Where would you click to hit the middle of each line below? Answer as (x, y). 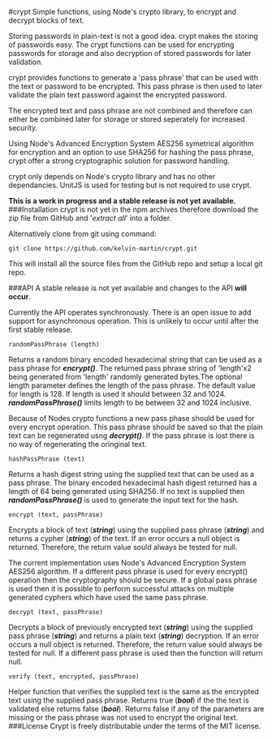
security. (23, 128)
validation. (26, 62)
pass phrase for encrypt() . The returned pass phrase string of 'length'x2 (130, 368)
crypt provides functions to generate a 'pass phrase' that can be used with (133, 77)
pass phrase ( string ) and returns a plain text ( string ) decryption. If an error (134, 636)
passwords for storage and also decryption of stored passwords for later (130, 53)
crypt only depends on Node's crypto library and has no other (112, 176)
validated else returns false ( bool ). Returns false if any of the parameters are (136, 709)
